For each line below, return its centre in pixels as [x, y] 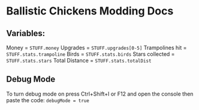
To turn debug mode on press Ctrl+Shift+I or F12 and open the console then [100, 94]
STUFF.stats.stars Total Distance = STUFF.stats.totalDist [79, 60]
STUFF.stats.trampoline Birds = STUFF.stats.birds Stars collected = [91, 54]
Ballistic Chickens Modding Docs [90, 11]
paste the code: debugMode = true [48, 100]
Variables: [26, 33]
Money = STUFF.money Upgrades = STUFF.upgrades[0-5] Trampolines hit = [97, 47]
